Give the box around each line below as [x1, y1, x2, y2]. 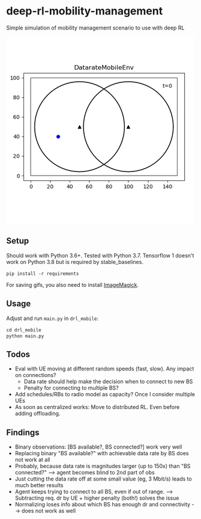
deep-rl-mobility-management [6, 4, 163, 18]
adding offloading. [14, 410, 61, 417]
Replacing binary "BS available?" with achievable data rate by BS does [14, 450, 189, 457]
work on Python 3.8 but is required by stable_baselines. [6, 258, 144, 265]
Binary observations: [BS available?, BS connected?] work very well [14, 443, 182, 450]
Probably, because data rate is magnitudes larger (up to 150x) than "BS [14, 462, 191, 470]
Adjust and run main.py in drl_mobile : [6, 315, 99, 322]
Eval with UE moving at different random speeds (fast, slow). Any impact [14, 365, 194, 372]
